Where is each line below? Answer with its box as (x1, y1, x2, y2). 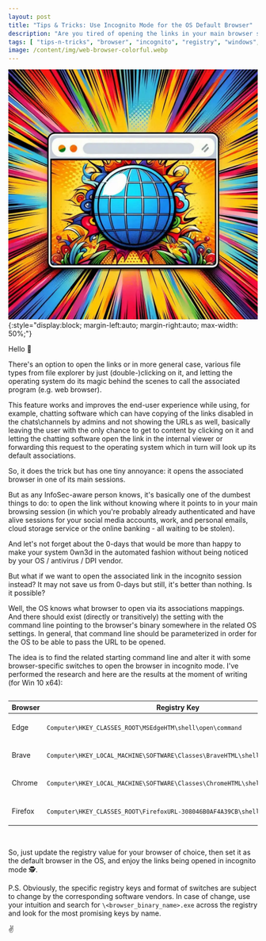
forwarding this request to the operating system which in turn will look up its (8, 443, 256, 452)
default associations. (8, 451, 77, 460)
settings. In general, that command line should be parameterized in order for (8, 629, 257, 639)
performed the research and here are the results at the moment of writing (8, 670, 248, 679)
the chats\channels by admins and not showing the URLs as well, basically (8, 417, 251, 427)
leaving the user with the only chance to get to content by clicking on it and (8, 425, 254, 436)
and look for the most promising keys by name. (8, 908, 161, 918)
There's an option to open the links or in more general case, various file (8, 359, 241, 369)
